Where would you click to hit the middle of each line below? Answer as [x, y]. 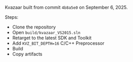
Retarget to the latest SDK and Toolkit [52, 38]
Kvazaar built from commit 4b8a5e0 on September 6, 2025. [66, 7]
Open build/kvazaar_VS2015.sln [46, 32]
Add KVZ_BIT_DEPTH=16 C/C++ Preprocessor [58, 43]
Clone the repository [34, 27]
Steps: [12, 17]
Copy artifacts [27, 54]
